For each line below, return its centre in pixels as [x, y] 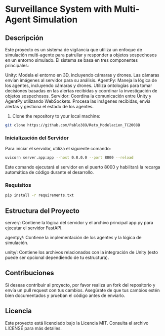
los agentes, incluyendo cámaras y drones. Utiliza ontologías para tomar [79, 85]
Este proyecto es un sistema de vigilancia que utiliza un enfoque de [74, 50]
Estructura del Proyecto [42, 211]
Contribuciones [30, 273]
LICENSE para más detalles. [33, 328]
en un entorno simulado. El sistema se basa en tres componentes [72, 60]
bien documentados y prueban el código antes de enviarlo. [65, 295]
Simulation [55, 20]
